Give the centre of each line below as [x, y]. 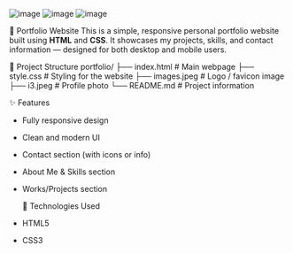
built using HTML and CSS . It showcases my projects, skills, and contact [141, 40]
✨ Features [30, 103]
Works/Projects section [65, 189]
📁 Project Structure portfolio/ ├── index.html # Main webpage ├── [132, 67]
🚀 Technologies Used [61, 206]
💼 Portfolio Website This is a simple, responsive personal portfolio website [144, 31]
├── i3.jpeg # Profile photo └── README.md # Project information [132, 85]
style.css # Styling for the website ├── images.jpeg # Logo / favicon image [147, 76]
